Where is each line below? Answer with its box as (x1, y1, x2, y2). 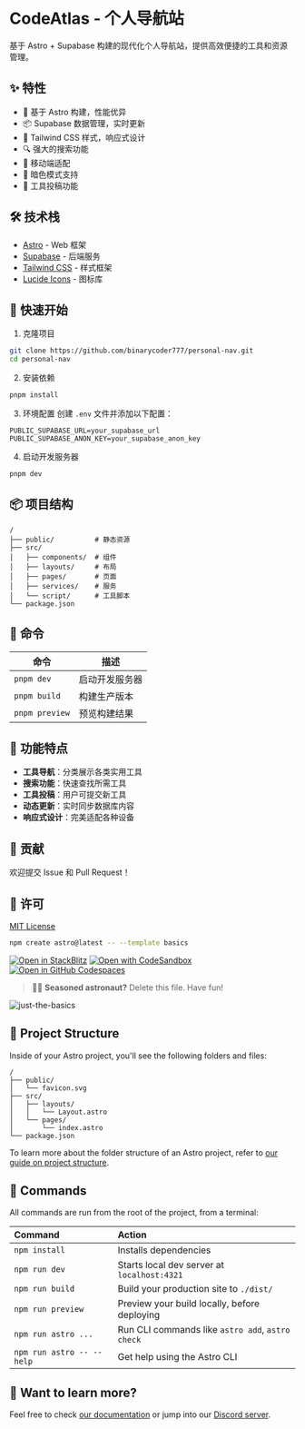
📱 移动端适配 (22, 157, 71, 168)
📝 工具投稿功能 (22, 180, 79, 191)
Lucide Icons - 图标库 (22, 273, 103, 284)
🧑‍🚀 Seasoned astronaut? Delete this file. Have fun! (31, 982, 224, 993)
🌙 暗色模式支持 (22, 169, 79, 180)
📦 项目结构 (9, 497, 74, 512)
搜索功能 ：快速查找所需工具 (22, 778, 127, 789)
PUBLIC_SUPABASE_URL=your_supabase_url (9, 426, 161, 435)
